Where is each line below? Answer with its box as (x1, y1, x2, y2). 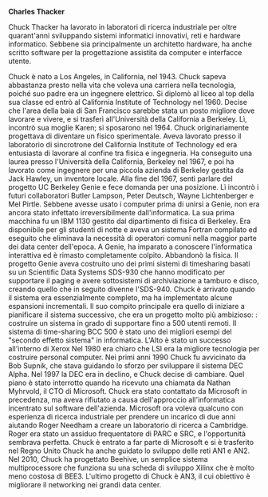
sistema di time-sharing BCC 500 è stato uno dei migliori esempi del (8, 327, 233, 336)
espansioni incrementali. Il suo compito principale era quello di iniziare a (8, 302, 245, 311)
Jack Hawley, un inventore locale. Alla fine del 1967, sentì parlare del (8, 174, 233, 183)
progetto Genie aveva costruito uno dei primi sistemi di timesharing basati (8, 259, 250, 268)
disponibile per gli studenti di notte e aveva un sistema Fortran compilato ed (8, 225, 258, 234)
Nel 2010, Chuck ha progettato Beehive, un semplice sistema (8, 455, 209, 463)
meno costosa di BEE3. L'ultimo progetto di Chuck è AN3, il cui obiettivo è (8, 471, 250, 481)
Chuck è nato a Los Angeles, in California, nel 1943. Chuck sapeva (8, 72, 227, 81)
